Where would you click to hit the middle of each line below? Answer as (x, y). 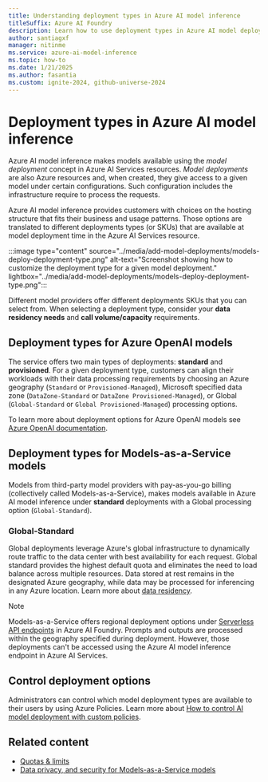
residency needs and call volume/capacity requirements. (104, 318)
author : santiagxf (39, 38)
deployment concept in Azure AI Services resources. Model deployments (128, 169)
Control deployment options (80, 680)
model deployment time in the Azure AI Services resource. (104, 235)
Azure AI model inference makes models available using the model (118, 161)
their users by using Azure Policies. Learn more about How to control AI (126, 709)
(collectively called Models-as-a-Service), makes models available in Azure (132, 494)
